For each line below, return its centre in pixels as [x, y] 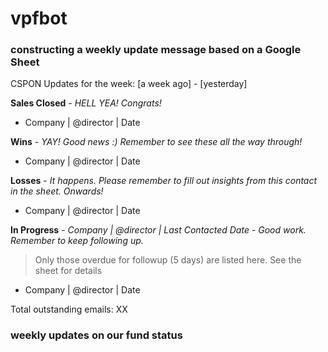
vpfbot [39, 18]
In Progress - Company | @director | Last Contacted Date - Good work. [158, 230]
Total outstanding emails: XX [69, 309]
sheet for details [68, 271]
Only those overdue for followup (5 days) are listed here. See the [168, 260]
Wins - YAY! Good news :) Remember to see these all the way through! [156, 142]
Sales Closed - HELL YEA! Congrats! [86, 103]
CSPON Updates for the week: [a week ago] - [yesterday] [129, 84]
